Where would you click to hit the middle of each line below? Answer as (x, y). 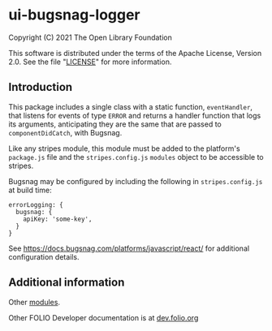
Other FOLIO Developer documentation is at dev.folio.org (104, 317)
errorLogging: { (36, 204)
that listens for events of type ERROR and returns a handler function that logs (135, 115)
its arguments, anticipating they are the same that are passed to (115, 124)
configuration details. (44, 256)
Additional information (67, 283)
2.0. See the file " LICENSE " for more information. (90, 62)
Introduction (41, 87)
